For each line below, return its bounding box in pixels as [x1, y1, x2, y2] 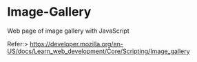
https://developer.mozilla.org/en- [30, 40, 124, 48]
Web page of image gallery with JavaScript [7, 27, 129, 35]
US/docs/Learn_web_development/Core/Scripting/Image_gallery [7, 47, 191, 55]
